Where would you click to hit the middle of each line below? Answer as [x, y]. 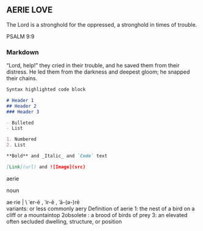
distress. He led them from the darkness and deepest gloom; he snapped [98, 72]
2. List [16, 145]
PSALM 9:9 [20, 36]
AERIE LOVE [30, 10]
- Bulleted [20, 123]
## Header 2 [21, 106]
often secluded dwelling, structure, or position [64, 221]
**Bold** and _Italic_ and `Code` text [57, 156]
